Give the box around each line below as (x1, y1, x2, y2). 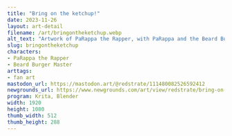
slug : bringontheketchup (7, 42, 79, 49)
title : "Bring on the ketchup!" (7, 10, 100, 17)
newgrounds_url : (7, 87, 54, 93)
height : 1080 (7, 106, 45, 113)
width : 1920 (7, 100, 41, 106)
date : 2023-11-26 (7, 16, 57, 23)
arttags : (7, 67, 32, 74)
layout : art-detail (7, 23, 64, 30)
